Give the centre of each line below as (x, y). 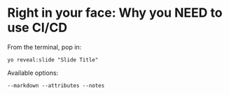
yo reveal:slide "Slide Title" (53, 60)
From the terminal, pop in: (44, 47)
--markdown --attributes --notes (56, 85)
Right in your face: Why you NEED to (115, 13)
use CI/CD (37, 28)
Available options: (33, 73)
